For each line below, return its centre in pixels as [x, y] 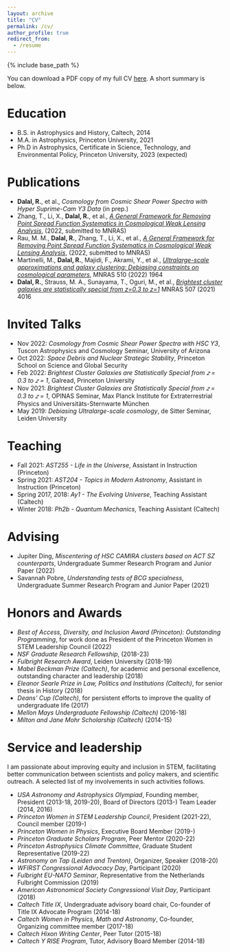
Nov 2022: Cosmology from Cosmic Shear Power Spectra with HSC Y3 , [118, 343]
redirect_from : [29, 39]
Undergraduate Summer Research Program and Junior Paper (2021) [113, 585]
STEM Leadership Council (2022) [64, 646]
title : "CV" [24, 20]
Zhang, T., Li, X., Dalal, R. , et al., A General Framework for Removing [114, 216]
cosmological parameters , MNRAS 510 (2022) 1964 [90, 274]
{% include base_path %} [43, 65]
